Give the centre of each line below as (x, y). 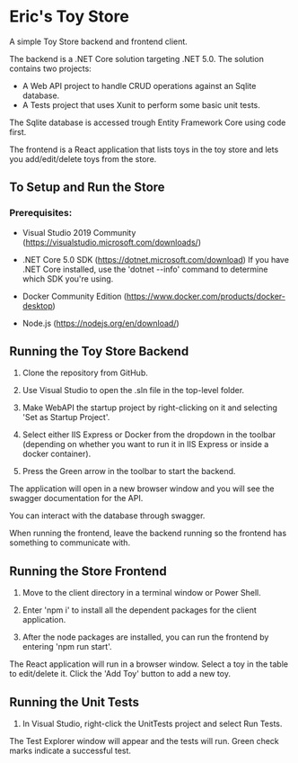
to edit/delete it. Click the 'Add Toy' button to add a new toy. (120, 674)
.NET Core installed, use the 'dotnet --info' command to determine (145, 269)
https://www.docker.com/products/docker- (206, 296)
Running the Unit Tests (74, 702)
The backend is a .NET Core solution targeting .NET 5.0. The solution (137, 58)
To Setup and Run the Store (87, 188)
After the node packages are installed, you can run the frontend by (145, 637)
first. (18, 131)
